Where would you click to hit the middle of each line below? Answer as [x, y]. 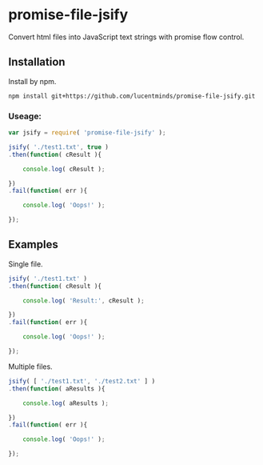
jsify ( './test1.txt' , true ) [59, 147]
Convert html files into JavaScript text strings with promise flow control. [126, 37]
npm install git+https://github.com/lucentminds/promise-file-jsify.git [132, 96]
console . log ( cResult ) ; [64, 169]
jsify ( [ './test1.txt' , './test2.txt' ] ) [82, 381]
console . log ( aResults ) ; [66, 403]
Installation [37, 62]
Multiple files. [31, 367]
